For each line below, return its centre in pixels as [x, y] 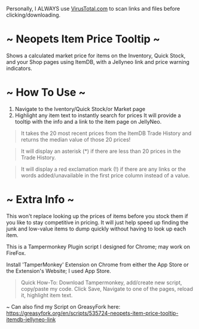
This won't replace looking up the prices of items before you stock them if [97, 216]
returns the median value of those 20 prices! [76, 139]
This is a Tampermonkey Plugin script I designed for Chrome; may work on [98, 247]
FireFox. [16, 253]
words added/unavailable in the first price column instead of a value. [105, 175]
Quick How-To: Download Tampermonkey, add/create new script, [101, 282]
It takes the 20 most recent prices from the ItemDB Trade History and [106, 133]
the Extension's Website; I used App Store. [59, 270]
